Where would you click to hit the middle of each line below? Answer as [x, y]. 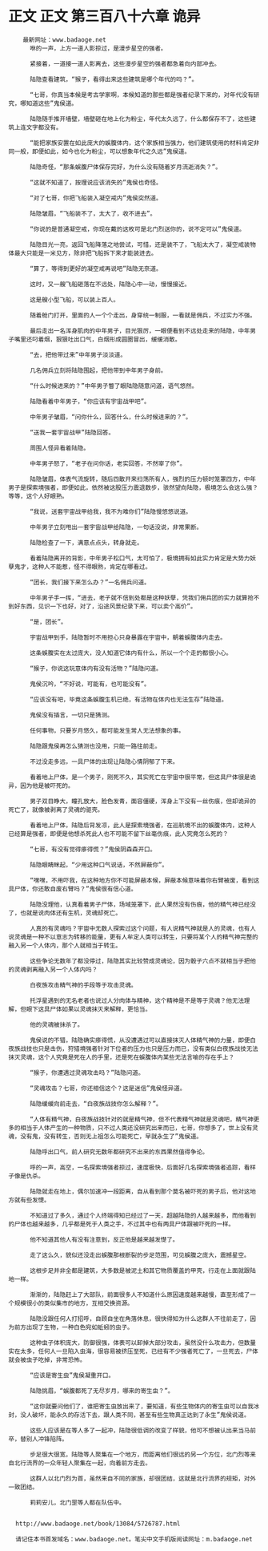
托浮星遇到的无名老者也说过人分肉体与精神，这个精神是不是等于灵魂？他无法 [137, 1000]
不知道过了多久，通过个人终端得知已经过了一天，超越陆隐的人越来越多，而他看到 [142, 1215]
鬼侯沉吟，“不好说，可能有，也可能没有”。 [90, 684]
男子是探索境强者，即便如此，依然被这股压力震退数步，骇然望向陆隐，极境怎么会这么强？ [133, 487]
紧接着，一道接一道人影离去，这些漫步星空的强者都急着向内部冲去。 [125, 64]
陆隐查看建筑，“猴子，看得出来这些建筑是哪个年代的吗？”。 [114, 79]
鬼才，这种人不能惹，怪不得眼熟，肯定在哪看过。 [83, 567]
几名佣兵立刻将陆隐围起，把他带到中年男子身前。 [98, 370]
